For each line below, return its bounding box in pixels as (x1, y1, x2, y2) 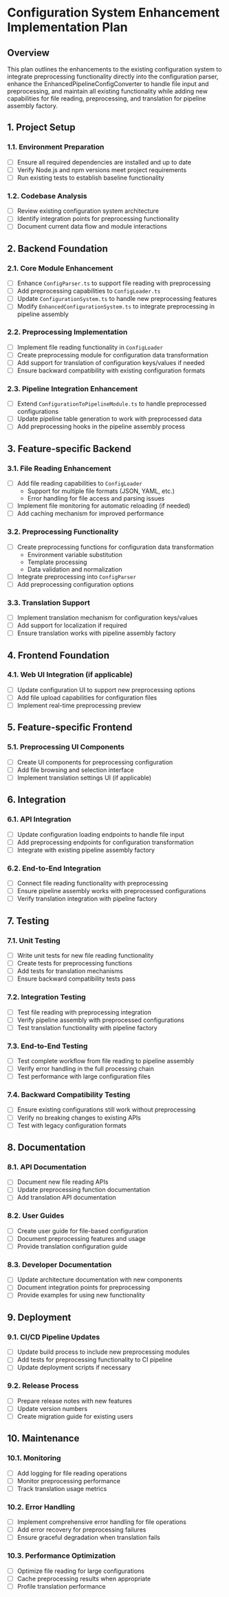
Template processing (27, 558, 87, 566)
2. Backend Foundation (7, 242, 109, 254)
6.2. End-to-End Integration (7, 863, 101, 873)
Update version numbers (17, 1404, 88, 1412)
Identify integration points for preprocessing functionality (17, 215, 179, 223)
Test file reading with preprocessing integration (17, 1008, 151, 1016)
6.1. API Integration (7, 815, 72, 824)
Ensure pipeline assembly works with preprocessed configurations (17, 887, 206, 895)
